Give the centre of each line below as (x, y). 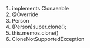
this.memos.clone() (35, 33)
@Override (25, 14)
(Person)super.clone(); (39, 27)
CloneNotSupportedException (48, 39)
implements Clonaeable (40, 8)
